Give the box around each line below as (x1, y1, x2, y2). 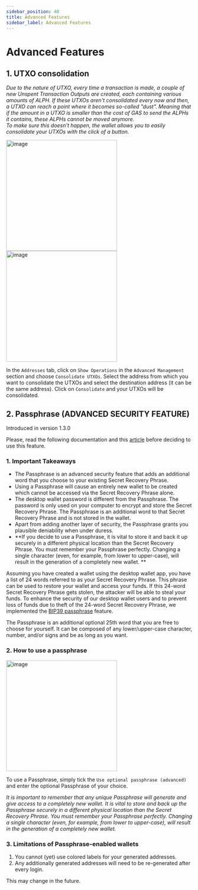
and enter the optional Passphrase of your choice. (6, 782, 128, 789)
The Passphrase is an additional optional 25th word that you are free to (6, 619, 179, 626)
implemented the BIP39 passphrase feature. (6, 607, 113, 615)
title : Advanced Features (6, 14, 70, 20)
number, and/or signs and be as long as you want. (6, 632, 128, 639)
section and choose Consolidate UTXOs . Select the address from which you (6, 373, 189, 380)
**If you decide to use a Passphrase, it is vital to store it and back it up (14, 533, 188, 541)
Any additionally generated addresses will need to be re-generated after (14, 860, 191, 867)
